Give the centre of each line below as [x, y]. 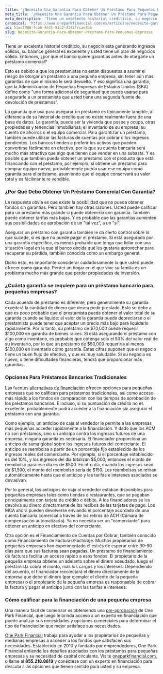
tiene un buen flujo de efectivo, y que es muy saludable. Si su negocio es [78, 354]
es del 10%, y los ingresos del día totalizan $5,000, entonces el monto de [78, 459]
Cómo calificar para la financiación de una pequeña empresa [78, 599]
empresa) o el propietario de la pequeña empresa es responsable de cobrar [81, 582]
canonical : [16, 23]
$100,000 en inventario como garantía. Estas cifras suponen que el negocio [81, 349]
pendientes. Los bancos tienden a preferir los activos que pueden [71, 143]
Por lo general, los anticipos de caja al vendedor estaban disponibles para [79, 489]
